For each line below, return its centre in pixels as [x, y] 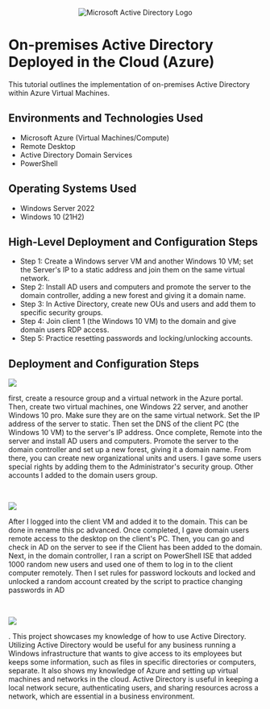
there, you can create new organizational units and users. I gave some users [135, 458]
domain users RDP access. [64, 330]
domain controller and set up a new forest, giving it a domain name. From [130, 450]
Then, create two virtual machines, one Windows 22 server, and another [128, 407]
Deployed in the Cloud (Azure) [112, 62]
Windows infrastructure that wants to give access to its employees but [125, 653]
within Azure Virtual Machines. [59, 93]
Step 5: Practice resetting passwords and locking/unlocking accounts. [136, 338]
